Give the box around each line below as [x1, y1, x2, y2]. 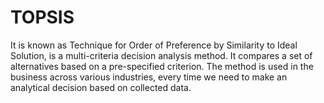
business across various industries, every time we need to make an [10, 71, 288, 83]
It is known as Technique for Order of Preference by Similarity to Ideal [10, 39, 298, 51]
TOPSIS [10, 6, 75, 29]
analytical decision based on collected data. [10, 81, 192, 93]
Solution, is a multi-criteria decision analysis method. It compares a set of [10, 49, 313, 61]
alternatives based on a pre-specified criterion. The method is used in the [10, 60, 314, 72]
